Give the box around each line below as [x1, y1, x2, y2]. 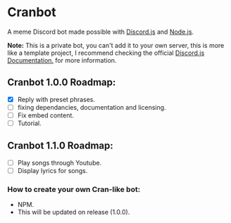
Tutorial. [17, 119, 42, 127]
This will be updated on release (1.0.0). [17, 208, 130, 217]
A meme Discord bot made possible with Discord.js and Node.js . [7, 27, 194, 36]
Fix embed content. [17, 110, 74, 120]
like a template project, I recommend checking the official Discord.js [7, 49, 205, 57]
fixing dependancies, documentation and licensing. [17, 103, 167, 111]
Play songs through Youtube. [17, 158, 102, 167]
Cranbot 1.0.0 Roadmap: [7, 77, 116, 89]
